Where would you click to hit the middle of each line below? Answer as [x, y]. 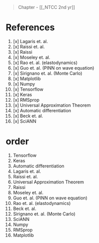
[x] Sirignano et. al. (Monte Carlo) [47, 73]
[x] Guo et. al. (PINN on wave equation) [54, 68]
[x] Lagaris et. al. [30, 41]
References [30, 28]
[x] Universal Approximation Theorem [52, 105]
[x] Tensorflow [28, 89]
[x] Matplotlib [27, 78]
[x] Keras [22, 94]
